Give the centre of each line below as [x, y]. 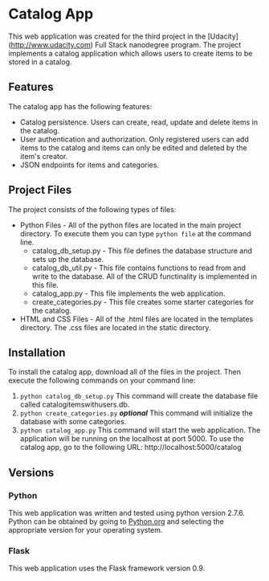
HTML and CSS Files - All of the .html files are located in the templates [137, 319]
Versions [31, 472]
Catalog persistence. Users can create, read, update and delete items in [139, 122]
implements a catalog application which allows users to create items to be [130, 53]
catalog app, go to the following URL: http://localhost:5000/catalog [130, 448]
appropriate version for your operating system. [86, 530]
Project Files [40, 190]
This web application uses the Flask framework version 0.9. [107, 568]
